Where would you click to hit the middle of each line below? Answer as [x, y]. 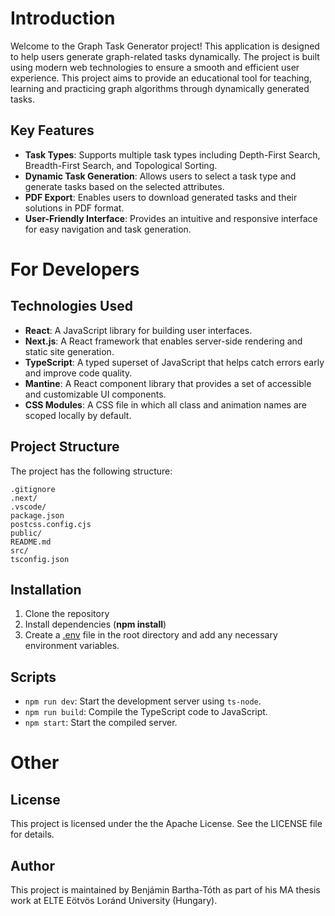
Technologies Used [71, 306]
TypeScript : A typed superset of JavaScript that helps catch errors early [174, 362]
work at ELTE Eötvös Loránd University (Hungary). [114, 900]
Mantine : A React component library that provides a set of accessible [168, 383]
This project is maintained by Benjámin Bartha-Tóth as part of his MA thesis [165, 890]
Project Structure [65, 447]
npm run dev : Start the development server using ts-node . [143, 701]
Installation [46, 589]
